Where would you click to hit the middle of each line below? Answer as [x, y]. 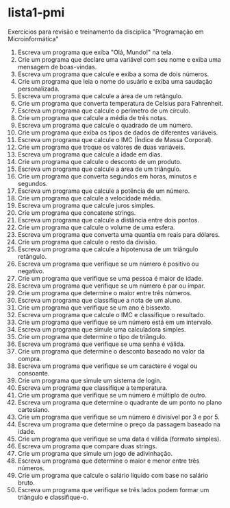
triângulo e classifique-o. [53, 497]
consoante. [34, 373]
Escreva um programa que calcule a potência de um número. [104, 191]
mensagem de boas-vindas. [57, 67]
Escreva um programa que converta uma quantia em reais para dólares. [119, 234]
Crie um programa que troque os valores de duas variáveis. [101, 147]
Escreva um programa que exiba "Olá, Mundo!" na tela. [95, 52]
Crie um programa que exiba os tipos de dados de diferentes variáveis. [118, 132]
